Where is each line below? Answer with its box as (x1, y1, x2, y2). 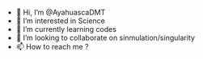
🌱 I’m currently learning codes (15, 25, 117, 33)
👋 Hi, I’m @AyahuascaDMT (15, 8, 106, 17)
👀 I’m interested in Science (15, 16, 105, 26)
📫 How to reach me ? (15, 42, 89, 51)
